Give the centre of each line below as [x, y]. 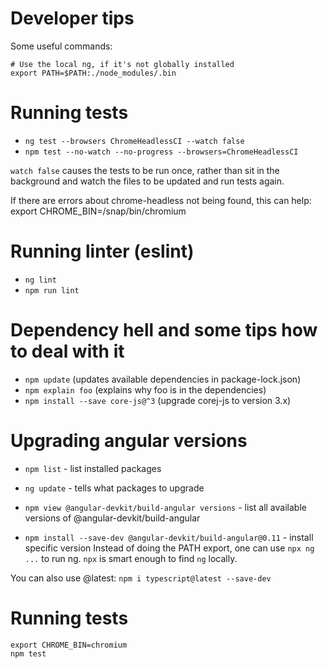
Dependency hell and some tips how [164, 330]
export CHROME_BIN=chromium [69, 645]
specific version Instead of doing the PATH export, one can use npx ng [169, 548]
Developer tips [72, 18]
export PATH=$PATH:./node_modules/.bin [93, 73]
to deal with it [67, 351]
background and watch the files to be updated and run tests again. [147, 181]
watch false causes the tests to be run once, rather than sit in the [145, 170]
